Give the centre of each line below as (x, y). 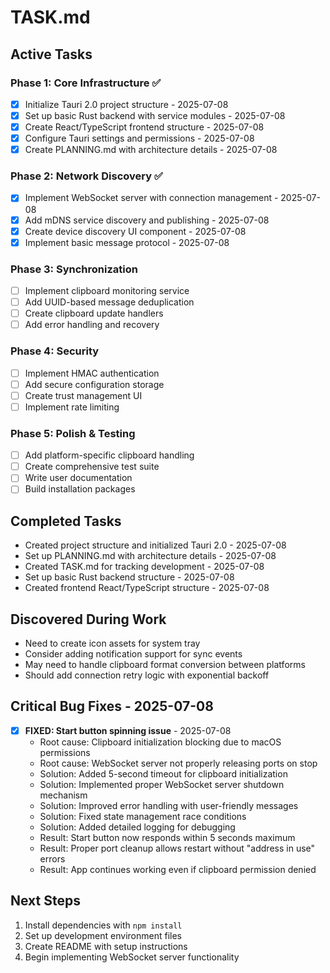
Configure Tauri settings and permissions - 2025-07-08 (139, 138)
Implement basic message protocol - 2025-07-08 (127, 242)
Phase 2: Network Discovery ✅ (86, 176)
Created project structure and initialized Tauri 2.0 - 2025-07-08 (155, 545)
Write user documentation (78, 478)
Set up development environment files (103, 935)
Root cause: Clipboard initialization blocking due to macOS (160, 742)
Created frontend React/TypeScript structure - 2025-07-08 (147, 588)
